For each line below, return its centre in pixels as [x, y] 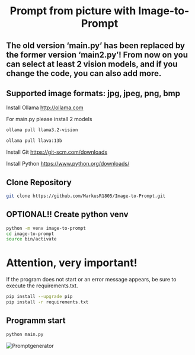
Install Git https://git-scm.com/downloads [57, 152]
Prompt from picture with [73, 11]
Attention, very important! [72, 263]
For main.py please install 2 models [49, 119]
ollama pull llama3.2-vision [42, 130]
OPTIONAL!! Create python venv [67, 215]
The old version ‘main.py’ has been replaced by [96, 45]
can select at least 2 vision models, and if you [92, 64]
